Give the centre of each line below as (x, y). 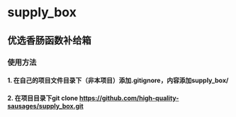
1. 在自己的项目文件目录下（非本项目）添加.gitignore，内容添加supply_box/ (118, 80)
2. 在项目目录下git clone (43, 98)
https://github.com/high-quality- (129, 98)
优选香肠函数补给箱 (49, 40)
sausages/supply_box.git (45, 106)
